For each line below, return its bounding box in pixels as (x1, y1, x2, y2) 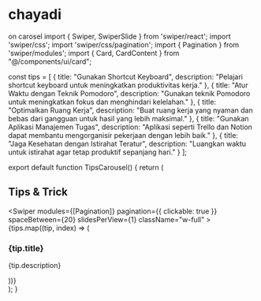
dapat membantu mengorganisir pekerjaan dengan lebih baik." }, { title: (8, 130, 239, 139)
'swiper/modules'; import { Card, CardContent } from (8, 48, 180, 58)
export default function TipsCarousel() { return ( (8, 162, 164, 172)
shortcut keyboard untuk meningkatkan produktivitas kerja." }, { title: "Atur (8, 80, 248, 90)
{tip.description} (8, 261, 62, 270)
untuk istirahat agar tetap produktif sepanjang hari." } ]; (8, 147, 188, 157)
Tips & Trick (8, 185, 69, 199)
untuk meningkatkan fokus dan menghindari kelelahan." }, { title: (8, 97, 217, 106)
